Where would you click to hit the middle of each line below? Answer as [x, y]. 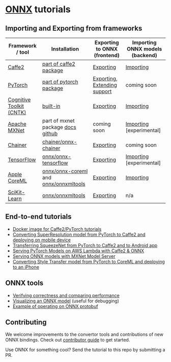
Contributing [26, 322]
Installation [65, 49]
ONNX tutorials [38, 9]
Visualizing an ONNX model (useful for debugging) [66, 301]
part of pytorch [60, 82]
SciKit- [17, 192]
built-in [51, 106]
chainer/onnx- [60, 142]
